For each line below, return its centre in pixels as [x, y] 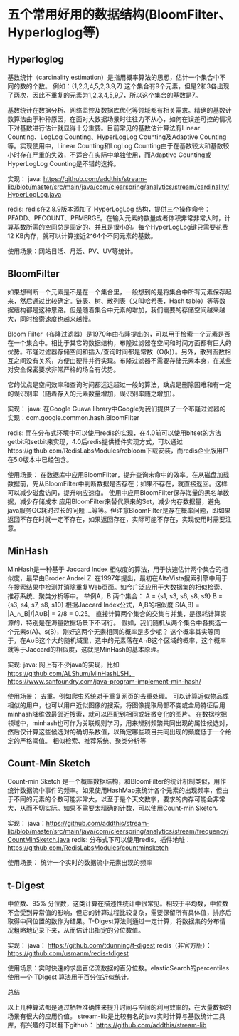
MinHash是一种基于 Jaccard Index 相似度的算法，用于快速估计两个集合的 [115, 569]
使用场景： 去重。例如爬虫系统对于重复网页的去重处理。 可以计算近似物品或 [118, 696]
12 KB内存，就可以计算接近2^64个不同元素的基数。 [82, 236]
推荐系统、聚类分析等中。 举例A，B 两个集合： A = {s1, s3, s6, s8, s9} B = [115, 595]
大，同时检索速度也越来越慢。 [51, 319]
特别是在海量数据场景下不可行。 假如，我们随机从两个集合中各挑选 [123, 622]
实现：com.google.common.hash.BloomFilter [74, 417]
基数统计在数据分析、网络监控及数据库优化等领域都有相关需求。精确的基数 [116, 110]
